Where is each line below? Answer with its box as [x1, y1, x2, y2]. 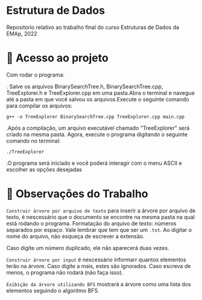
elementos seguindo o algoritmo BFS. [6, 287, 99, 294]
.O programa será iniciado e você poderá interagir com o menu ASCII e [6, 159, 182, 167]
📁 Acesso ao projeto [6, 51, 109, 65]
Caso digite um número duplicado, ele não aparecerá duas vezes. [6, 244, 169, 251]
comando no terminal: [6, 137, 61, 144]
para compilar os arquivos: [6, 102, 72, 109]
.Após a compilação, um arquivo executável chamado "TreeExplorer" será [6, 124, 190, 132]
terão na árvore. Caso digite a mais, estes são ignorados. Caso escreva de [6, 262, 191, 269]
